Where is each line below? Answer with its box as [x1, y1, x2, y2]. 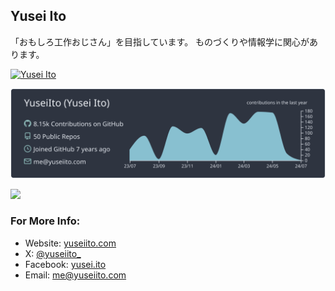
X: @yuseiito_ [24, 247, 82, 259]
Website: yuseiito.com [24, 237, 117, 249]
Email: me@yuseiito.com [24, 269, 127, 281]
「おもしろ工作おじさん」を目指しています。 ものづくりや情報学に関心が [10, 35, 310, 48]
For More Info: [10, 214, 81, 228]
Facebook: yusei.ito [24, 258, 107, 270]
